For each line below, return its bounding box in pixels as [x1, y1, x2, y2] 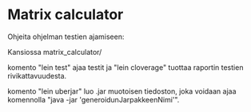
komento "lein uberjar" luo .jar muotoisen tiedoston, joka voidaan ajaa [7, 86, 237, 96]
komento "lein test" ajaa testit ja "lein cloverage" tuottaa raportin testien [7, 62, 244, 72]
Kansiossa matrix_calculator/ [7, 47, 102, 56]
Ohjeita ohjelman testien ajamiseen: [7, 32, 125, 41]
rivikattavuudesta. [7, 71, 67, 80]
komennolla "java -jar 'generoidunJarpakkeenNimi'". [7, 95, 180, 104]
